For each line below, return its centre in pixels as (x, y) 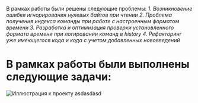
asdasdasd (88, 93)
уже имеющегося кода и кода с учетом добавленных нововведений (93, 40)
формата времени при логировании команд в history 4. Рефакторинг (94, 34)
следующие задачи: (59, 77)
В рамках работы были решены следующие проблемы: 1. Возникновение (99, 9)
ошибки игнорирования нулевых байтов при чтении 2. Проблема (89, 15)
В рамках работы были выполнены (98, 64)
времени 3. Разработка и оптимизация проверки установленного (90, 27)
